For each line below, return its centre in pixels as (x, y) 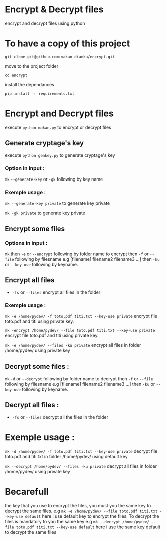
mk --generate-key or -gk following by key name (54, 179)
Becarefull (27, 492)
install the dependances (30, 84)
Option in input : (25, 168)
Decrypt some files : (37, 366)
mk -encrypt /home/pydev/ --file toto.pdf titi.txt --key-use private (80, 331)
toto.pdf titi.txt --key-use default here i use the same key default (88, 527)
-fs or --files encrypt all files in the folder (56, 292)
